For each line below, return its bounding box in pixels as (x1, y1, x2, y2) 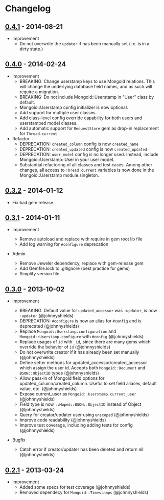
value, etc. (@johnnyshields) (19, 386, 77, 392)
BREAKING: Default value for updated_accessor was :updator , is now (19, 308, 158, 314)
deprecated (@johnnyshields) (19, 323, 79, 329)
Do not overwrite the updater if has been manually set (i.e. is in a (19, 41, 150, 47)
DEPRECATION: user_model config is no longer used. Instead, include (19, 151, 159, 157)
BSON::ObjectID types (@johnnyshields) (19, 370, 99, 376)
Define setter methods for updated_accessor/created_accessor (19, 360, 147, 366)
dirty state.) (19, 46, 43, 52)
